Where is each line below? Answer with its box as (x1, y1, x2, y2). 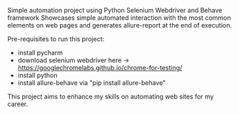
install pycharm (17, 49, 63, 57)
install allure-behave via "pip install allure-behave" (17, 79, 166, 87)
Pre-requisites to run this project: (7, 35, 105, 43)
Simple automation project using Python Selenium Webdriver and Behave (7, 6, 223, 14)
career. (7, 100, 29, 108)
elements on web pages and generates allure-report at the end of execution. (7, 21, 233, 29)
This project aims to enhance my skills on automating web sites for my (7, 92, 214, 101)
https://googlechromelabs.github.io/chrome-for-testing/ (17, 64, 183, 72)
